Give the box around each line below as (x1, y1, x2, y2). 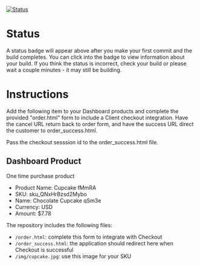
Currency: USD (15, 203, 53, 210)
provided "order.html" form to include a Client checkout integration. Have (6, 114, 189, 121)
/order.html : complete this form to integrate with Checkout (15, 233, 163, 241)
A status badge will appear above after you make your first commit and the (6, 47, 192, 54)
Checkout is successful (15, 246, 74, 253)
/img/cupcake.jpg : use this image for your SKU (15, 252, 132, 260)
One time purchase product (6, 172, 75, 179)
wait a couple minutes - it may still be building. (6, 66, 122, 73)
